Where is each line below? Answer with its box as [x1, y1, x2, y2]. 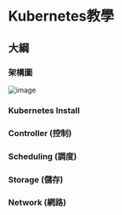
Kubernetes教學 [8, 7, 115, 25]
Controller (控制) [8, 127, 72, 138]
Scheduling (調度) [8, 151, 77, 162]
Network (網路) [8, 197, 67, 208]
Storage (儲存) [8, 174, 64, 185]
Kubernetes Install [8, 104, 80, 115]
